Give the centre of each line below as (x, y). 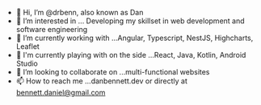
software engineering (52, 29)
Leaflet (28, 46)
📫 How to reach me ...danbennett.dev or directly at (102, 81)
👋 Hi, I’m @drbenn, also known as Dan (80, 12)
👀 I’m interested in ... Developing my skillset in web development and (130, 21)
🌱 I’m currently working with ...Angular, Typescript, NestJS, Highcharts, (135, 38)
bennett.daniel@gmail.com (61, 93)
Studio (27, 63)
